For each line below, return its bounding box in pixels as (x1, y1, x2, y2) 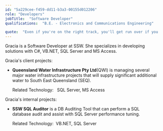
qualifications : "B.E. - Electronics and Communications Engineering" (5, 21, 154, 26)
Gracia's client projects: (5, 58, 53, 64)
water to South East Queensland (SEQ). (12, 78, 91, 84)
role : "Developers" (5, 12, 45, 17)
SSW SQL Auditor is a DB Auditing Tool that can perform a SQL (12, 106, 140, 112)
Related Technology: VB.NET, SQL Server (12, 121, 97, 127)
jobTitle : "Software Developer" (5, 16, 73, 21)
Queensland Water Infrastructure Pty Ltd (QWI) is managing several (12, 67, 150, 73)
